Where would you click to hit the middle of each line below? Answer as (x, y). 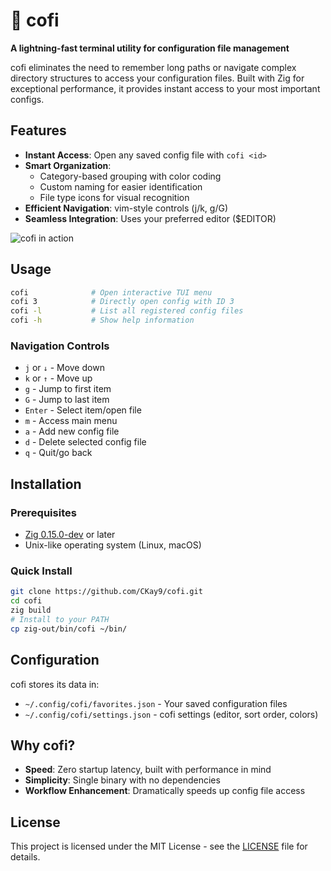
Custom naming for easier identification (121, 186)
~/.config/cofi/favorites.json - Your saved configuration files (156, 703)
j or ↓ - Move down (64, 368)
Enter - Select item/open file (83, 410)
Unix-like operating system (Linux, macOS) (113, 545)
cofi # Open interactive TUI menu (111, 292)
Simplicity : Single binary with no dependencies (122, 780)
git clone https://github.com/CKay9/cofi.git (106, 592)
